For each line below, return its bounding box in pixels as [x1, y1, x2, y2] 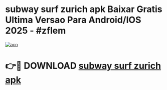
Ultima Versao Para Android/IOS [5, 14, 141, 26]
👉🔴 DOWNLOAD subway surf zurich [5, 60, 161, 71]
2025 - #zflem [5, 25, 66, 36]
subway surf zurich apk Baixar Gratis [5, 4, 162, 15]
